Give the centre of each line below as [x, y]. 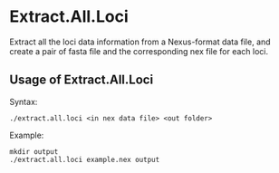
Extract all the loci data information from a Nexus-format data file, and [140, 42]
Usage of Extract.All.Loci [82, 80]
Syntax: [24, 101]
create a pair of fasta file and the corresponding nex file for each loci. [139, 51]
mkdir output [34, 151]
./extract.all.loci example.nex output [85, 159]
